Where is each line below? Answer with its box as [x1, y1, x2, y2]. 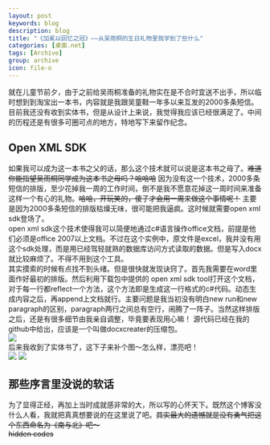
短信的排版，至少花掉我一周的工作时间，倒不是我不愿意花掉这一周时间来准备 [8, 183, 262, 193]
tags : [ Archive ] [8, 49, 63, 57]
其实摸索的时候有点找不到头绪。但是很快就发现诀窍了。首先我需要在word [8, 263, 251, 273]
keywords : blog [8, 19, 59, 27]
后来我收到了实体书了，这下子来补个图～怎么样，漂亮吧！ [8, 342, 198, 352]
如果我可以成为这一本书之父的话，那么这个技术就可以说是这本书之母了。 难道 [8, 163, 262, 173]
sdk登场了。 [8, 214, 49, 223]
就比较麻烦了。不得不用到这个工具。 [8, 254, 129, 263]
